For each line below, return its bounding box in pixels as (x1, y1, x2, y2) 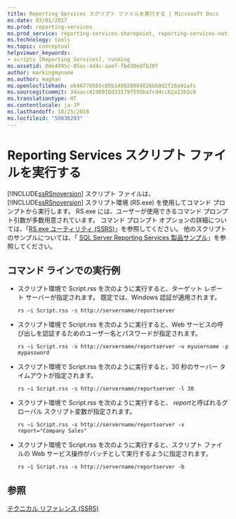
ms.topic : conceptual (7, 43, 71, 50)
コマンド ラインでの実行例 (7, 264, 121, 276)
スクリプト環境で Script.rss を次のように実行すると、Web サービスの (17, 320, 218, 329)
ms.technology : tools (7, 37, 71, 44)
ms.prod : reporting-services (7, 23, 93, 30)
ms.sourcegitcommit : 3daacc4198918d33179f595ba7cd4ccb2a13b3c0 (7, 88, 197, 96)
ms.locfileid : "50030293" (7, 114, 83, 121)
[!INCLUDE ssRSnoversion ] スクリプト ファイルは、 (7, 189, 155, 197)
